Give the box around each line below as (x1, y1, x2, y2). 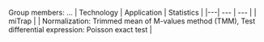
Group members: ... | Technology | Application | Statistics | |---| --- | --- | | (8, 8, 257, 17)
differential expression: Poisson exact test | (8, 25, 152, 34)
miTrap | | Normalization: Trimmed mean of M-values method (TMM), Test (8, 16, 256, 26)
